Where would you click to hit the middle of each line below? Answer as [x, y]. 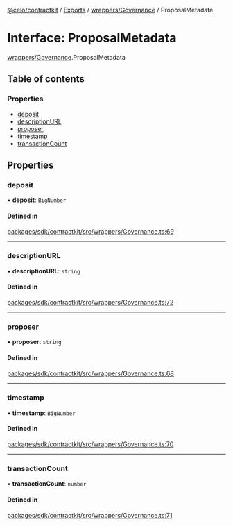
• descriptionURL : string [44, 271]
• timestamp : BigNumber [42, 413]
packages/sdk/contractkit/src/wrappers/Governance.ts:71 [90, 515]
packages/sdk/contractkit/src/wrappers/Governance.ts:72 [90, 303]
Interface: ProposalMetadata [92, 38]
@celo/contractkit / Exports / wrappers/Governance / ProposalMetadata [110, 10]
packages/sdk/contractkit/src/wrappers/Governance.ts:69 [91, 231]
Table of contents [46, 79]
